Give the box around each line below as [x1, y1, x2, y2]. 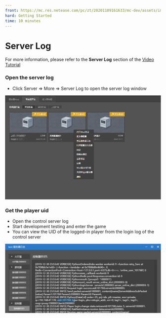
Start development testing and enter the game [12, 224, 106, 230]
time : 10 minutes [5, 18, 41, 23]
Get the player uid [5, 207, 49, 214]
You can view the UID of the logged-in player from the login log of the [12, 229, 155, 235]
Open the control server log [12, 218, 69, 224]
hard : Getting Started [5, 13, 52, 18]
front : [5, 8, 19, 13]
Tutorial [5, 62, 21, 68]
